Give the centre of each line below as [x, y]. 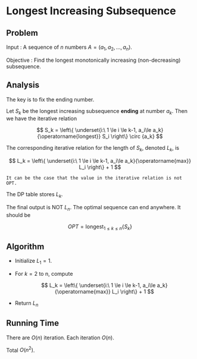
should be [18, 215]
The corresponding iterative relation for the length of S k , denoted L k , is [93, 149]
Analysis [23, 85]
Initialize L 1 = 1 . [33, 262]
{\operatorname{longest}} [69, 136]
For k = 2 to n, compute [44, 274]
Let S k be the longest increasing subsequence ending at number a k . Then [97, 111]
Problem [22, 33]
